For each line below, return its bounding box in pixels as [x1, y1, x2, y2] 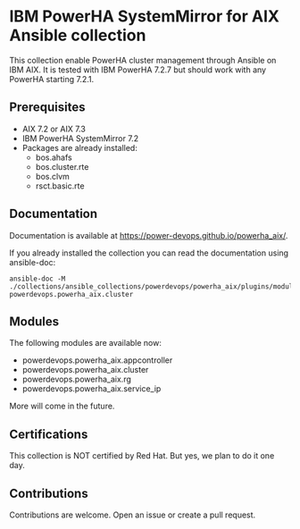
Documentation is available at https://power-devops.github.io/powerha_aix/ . [9, 230, 288, 240]
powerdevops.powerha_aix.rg [21, 374, 132, 385]
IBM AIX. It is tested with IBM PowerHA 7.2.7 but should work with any [9, 64, 266, 75]
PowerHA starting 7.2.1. [9, 73, 95, 84]
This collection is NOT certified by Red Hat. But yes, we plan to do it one [9, 450, 275, 461]
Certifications [9, 426, 88, 441]
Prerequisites [9, 100, 86, 115]
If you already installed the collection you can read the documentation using [9, 248, 288, 258]
